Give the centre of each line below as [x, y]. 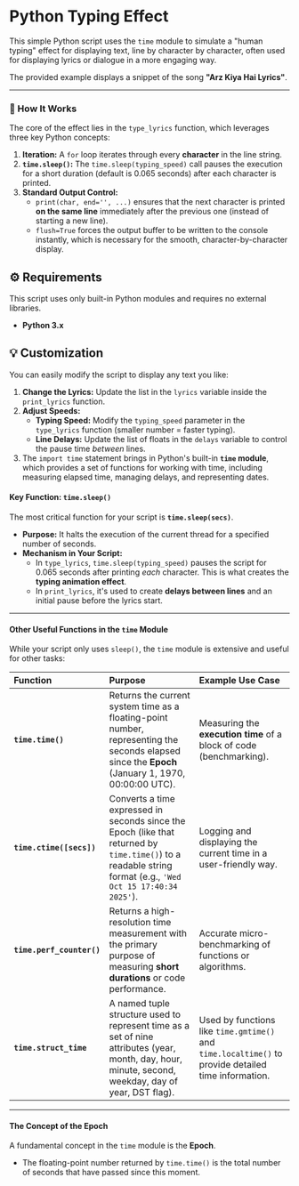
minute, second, [142, 1070]
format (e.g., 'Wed [145, 876]
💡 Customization [57, 353]
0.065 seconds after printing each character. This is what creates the [162, 572]
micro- [254, 933]
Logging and [225, 831]
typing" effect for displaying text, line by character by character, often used [147, 50]
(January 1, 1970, [147, 773]
